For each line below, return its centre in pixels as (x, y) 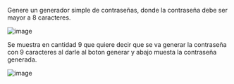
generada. (22, 59)
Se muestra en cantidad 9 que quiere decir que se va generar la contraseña (117, 44)
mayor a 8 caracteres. (39, 17)
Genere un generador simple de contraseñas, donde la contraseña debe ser (117, 10)
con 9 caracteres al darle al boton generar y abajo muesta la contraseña (112, 52)
